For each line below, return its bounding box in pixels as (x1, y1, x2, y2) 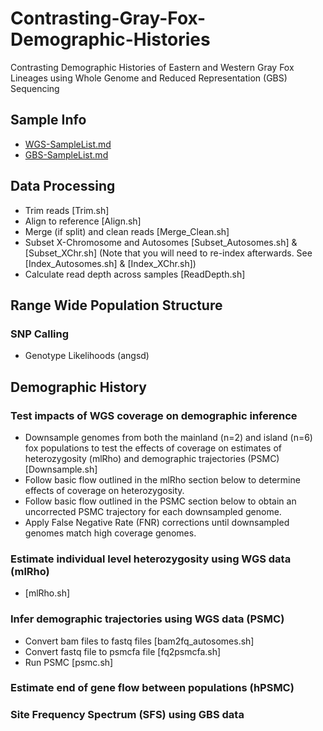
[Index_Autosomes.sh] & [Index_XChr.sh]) (24, 257, 197, 269)
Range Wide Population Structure (10, 297, 223, 314)
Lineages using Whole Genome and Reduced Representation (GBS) (10, 72, 288, 84)
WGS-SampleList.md (24, 138, 112, 150)
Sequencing (10, 82, 60, 94)
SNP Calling (10, 327, 70, 341)
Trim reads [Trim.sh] (24, 204, 110, 216)
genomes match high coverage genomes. (24, 527, 197, 539)
